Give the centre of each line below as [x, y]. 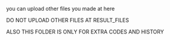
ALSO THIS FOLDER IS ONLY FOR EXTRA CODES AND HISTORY [85, 32]
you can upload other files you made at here [61, 9]
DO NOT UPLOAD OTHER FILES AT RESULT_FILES [68, 20]
